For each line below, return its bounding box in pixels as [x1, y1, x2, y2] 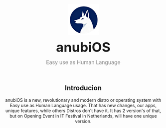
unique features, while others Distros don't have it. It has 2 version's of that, [5, 108, 162, 114]
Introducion [65, 84, 102, 92]
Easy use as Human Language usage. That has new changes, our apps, [9, 102, 157, 108]
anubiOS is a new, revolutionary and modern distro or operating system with [5, 97, 162, 103]
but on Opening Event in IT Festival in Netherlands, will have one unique [9, 113, 158, 119]
